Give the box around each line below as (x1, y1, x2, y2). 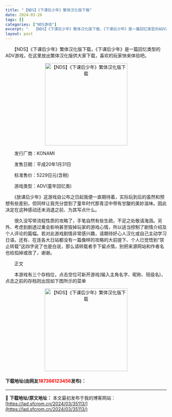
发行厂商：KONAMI (14, 150, 55, 156)
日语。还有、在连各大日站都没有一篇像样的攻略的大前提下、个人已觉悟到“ (5, 237, 160, 243)
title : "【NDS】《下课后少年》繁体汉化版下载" (5, 7, 92, 13)
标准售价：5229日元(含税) (14, 172, 69, 178)
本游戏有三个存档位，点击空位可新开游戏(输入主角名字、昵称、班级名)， (14, 271, 166, 277)
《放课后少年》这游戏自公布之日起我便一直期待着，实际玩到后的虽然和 (14, 194, 160, 200)
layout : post (5, 31, 33, 36)
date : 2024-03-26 (5, 12, 42, 17)
